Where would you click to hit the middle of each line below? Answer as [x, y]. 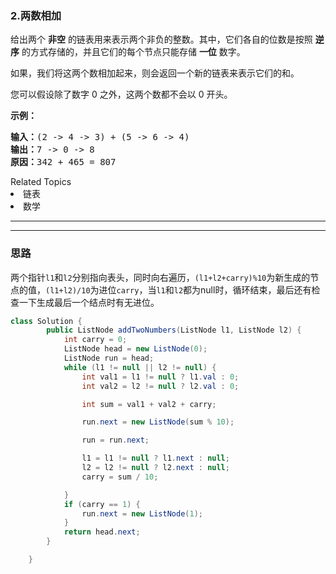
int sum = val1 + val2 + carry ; [149, 404]
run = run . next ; [115, 440]
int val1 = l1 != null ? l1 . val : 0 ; [160, 377]
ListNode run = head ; [109, 358]
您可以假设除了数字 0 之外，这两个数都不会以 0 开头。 [121, 94]
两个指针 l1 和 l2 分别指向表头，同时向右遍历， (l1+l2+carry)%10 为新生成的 [160, 277]
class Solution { [46, 321]
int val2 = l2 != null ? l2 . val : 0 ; [160, 386]
